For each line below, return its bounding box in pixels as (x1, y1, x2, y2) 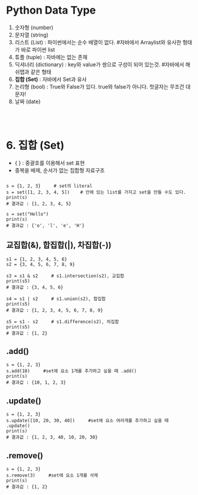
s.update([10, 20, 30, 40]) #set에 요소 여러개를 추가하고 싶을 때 (6, 418, 169, 424)
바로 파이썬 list (21, 46, 55, 53)
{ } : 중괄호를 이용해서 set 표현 (14, 159, 85, 166)
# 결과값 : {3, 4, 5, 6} (6, 284, 64, 290)
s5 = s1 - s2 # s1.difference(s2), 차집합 (6, 319, 119, 324)
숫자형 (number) (14, 24, 54, 31)
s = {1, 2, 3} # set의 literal (6, 183, 93, 189)
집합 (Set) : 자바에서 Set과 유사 (14, 75, 87, 83)
